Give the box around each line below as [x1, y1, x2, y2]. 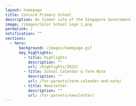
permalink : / [5, 26, 33, 32]
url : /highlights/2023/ [28, 64, 79, 69]
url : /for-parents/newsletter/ [28, 93, 95, 98]
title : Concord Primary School [5, 12, 72, 17]
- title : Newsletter [23, 83, 67, 88]
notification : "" [5, 31, 42, 36]
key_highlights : [18, 50, 53, 55]
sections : [5, 36, 26, 41]
